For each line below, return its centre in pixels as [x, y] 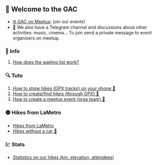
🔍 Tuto [14, 75]
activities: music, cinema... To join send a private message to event [82, 32]
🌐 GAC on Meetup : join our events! [49, 21]
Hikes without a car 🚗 [35, 131]
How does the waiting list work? [46, 62]
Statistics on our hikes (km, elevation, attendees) [63, 157]
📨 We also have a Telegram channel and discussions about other [80, 27]
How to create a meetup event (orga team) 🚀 [59, 99]
